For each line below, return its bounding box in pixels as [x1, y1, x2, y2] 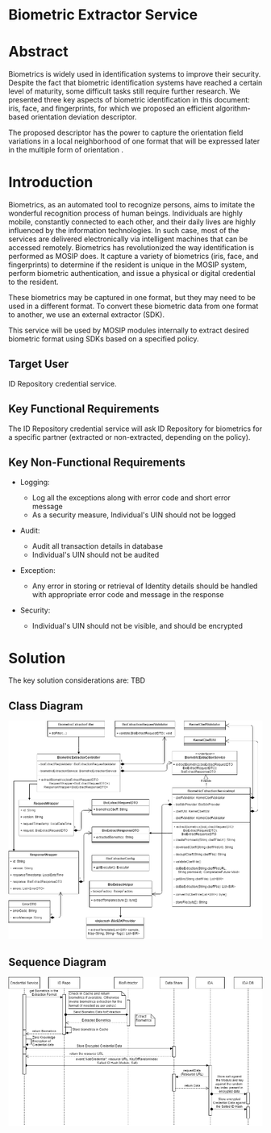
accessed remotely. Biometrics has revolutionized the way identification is [8, 243, 255, 253]
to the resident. [8, 277, 59, 287]
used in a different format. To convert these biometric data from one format [8, 301, 259, 311]
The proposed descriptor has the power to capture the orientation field [8, 128, 244, 138]
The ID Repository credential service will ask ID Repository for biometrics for [8, 424, 263, 433]
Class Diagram [8, 699, 83, 713]
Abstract [8, 43, 69, 61]
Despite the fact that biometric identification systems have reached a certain [8, 78, 263, 88]
